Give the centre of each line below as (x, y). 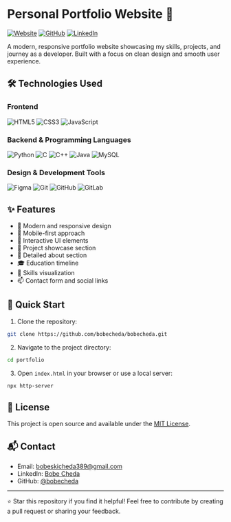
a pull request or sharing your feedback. (64, 511)
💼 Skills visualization (46, 273)
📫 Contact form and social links (63, 281)
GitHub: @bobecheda (48, 481)
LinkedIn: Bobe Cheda (48, 474)
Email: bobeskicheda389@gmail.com (69, 466)
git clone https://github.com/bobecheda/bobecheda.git (87, 334)
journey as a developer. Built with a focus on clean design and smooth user (113, 54)
